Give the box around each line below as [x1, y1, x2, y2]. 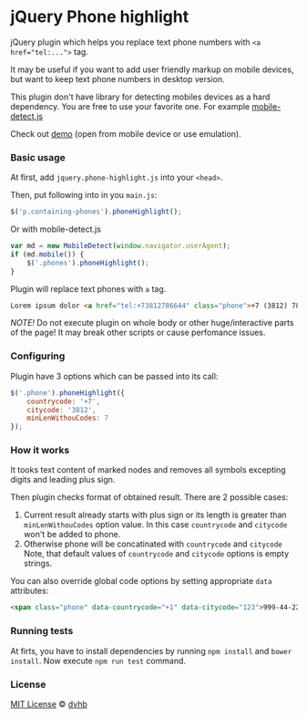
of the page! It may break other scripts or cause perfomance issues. [10, 327, 266, 338]
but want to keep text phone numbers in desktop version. [10, 73, 226, 84]
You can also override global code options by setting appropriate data [10, 576, 272, 587]
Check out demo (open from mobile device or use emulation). [10, 128, 241, 139]
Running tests [10, 625, 74, 638]
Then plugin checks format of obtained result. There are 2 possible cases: [10, 492, 289, 503]
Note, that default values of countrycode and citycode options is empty [23, 548, 290, 559]
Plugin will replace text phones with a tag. [10, 283, 167, 294]
